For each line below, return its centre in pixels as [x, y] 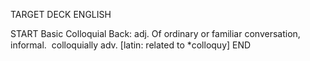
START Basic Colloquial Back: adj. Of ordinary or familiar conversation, [155, 33]
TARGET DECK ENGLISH [61, 14]
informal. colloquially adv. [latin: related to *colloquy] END [131, 45]
